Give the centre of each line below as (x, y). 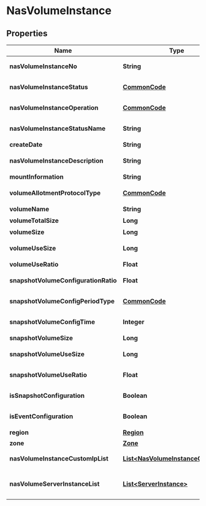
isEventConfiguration (41, 416)
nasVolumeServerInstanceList (55, 484)
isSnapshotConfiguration (47, 395)
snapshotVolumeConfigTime (52, 322)
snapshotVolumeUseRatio (48, 375)
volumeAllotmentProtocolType (55, 193)
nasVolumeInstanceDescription (56, 161)
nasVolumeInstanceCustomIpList (59, 458)
